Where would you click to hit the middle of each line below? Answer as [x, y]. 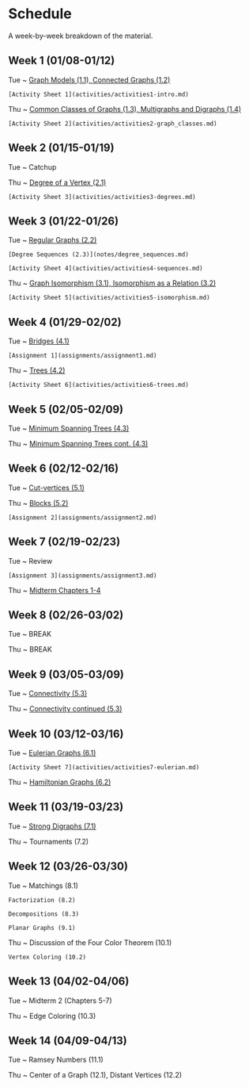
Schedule [40, 14]
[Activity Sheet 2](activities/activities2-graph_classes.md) [113, 124]
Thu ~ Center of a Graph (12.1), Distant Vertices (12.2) [95, 1075]
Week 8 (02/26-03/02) [66, 615]
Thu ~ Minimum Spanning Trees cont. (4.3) [78, 444]
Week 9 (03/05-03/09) [66, 674]
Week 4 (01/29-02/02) [65, 322]
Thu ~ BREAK [30, 649]
